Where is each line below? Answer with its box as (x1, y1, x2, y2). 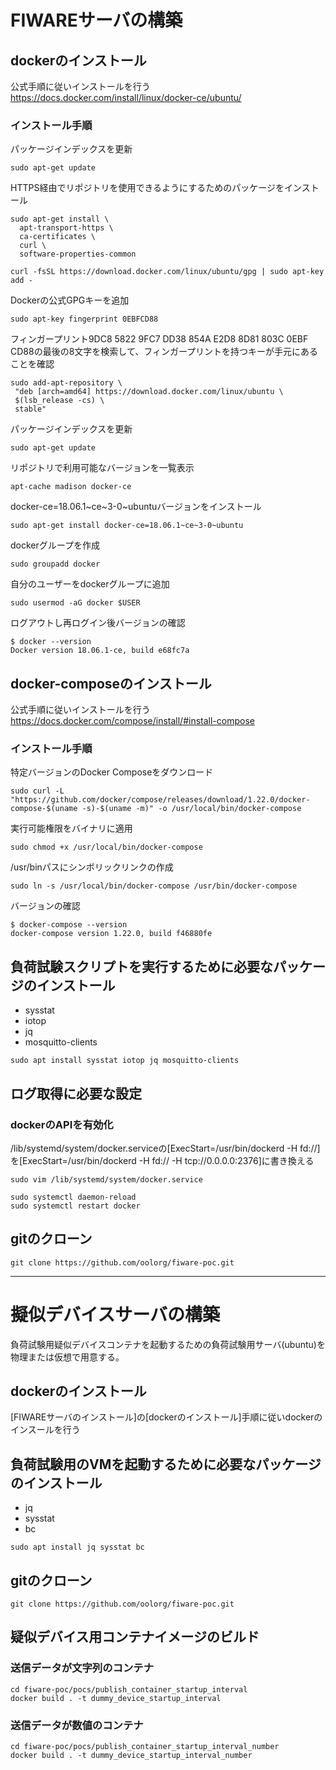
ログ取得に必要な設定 (10, 1085, 142, 1102)
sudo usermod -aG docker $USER (10, 598, 141, 608)
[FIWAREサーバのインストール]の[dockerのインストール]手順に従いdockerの (10, 1411, 323, 1423)
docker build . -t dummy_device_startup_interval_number (10, 1751, 253, 1761)
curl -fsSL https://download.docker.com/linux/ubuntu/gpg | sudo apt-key (10, 267, 325, 277)
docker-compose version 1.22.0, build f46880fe (10, 929, 213, 939)
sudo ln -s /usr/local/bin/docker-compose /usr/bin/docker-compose (10, 881, 298, 891)
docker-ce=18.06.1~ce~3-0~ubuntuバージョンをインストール (10, 501, 262, 513)
